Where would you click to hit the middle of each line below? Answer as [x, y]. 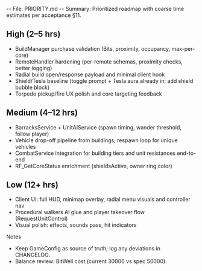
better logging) [33, 68]
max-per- [183, 48]
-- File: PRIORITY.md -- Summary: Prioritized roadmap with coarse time [95, 9]
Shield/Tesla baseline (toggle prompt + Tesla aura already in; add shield [104, 80]
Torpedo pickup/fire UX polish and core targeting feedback [88, 94]
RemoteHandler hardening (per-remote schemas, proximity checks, [99, 61]
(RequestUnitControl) [41, 219]
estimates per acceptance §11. [44, 15]
